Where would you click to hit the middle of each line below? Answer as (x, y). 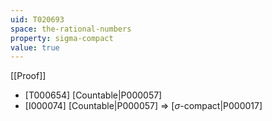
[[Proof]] (28, 76)
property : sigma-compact (62, 38)
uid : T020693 (37, 19)
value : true (35, 47)
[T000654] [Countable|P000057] (93, 95)
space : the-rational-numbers (71, 29)
